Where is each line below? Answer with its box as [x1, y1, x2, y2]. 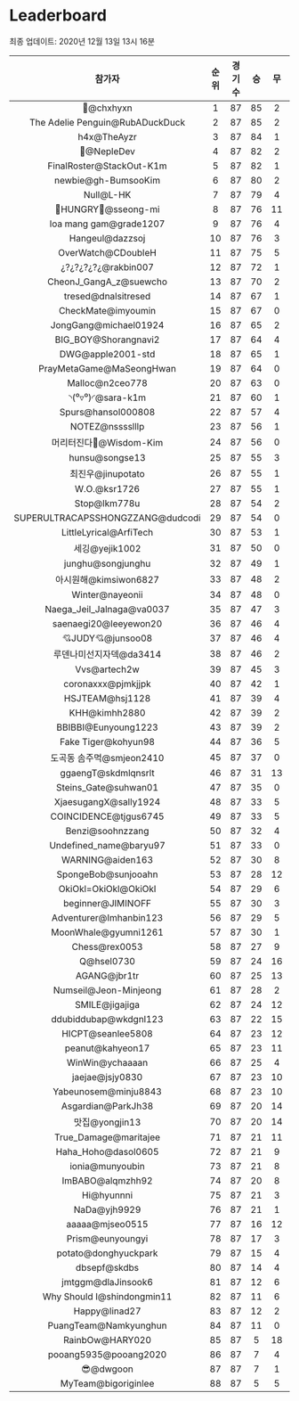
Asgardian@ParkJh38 [61, 1100, 154, 1112]
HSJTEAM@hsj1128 [63, 692, 151, 704]
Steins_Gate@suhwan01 [56, 781, 158, 793]
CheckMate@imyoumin [58, 304, 157, 316]
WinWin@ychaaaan [66, 1056, 149, 1069]
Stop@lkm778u [74, 496, 141, 509]
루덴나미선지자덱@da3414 [53, 648, 162, 660]
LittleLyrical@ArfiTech [61, 526, 154, 538]
